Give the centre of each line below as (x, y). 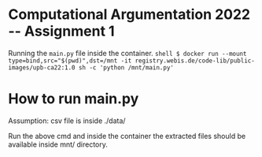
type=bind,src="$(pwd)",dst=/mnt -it (70, 61)
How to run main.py (74, 99)
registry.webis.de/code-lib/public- (195, 61)
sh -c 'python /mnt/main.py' (126, 67)
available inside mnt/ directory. (58, 144)
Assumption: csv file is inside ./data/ (67, 121)
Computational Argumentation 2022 (129, 15)
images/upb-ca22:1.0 (42, 67)
